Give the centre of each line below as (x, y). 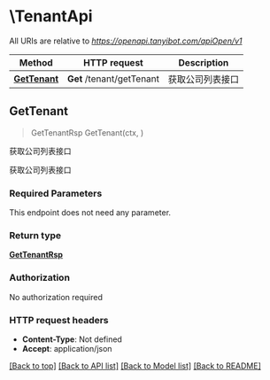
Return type (35, 235)
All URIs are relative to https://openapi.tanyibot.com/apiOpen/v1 (126, 41)
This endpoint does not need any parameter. (90, 213)
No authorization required (56, 297)
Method (36, 62)
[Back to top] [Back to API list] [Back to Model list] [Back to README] (135, 366)
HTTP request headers (59, 320)
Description (204, 62)
